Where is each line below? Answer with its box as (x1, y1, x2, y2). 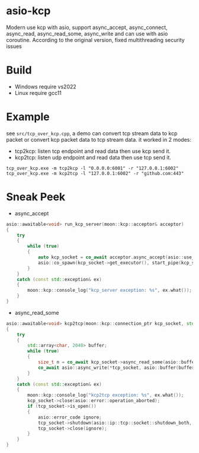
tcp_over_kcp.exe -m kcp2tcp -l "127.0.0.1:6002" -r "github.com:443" (6, 170, 184, 176)
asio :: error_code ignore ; (37, 414, 102, 420)
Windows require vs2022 (14, 83, 77, 90)
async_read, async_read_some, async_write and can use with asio (6, 30, 168, 37)
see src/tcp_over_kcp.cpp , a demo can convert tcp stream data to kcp (6, 129, 178, 137)
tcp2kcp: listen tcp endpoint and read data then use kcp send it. (14, 147, 171, 155)
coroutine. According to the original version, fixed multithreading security (6, 36, 185, 43)
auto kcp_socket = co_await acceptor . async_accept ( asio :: (37, 254, 184, 260)
